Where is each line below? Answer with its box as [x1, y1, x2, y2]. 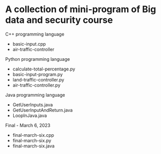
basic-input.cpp [12, 41, 46, 47]
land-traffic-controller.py [12, 76, 64, 83]
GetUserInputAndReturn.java [12, 107, 73, 113]
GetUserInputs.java [12, 101, 53, 107]
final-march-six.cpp [12, 132, 54, 138]
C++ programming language [5, 31, 65, 37]
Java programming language [5, 92, 65, 98]
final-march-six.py [12, 137, 52, 143]
